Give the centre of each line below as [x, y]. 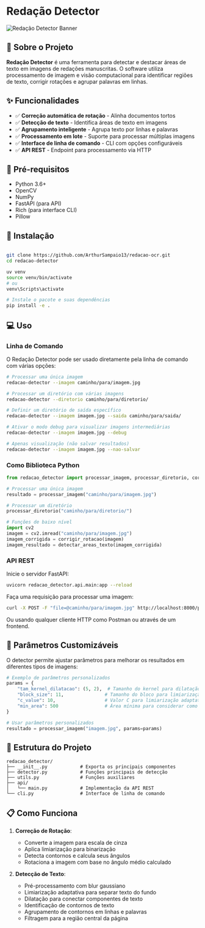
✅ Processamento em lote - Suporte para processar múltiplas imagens [105, 136]
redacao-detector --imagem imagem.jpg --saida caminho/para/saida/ [94, 416]
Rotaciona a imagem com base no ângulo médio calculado [98, 862]
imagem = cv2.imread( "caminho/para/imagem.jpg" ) [69, 534]
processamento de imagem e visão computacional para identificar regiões [100, 75]
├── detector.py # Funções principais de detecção [87, 772]
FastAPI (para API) [38, 203]
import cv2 [20, 528]
